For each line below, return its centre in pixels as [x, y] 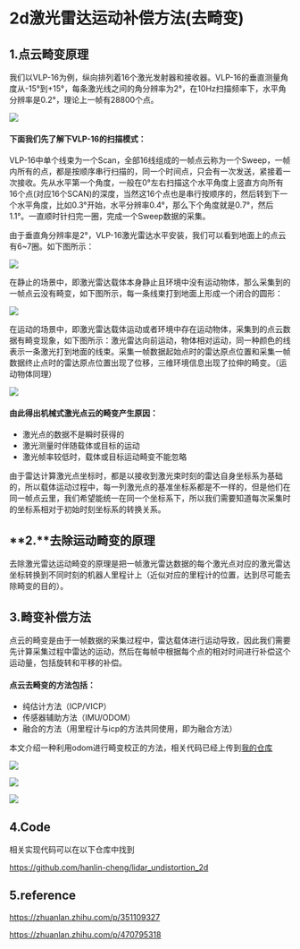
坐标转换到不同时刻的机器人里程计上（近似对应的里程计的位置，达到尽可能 [146, 575]
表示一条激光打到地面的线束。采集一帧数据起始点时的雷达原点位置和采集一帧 [150, 352]
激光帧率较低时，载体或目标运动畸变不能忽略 [104, 457]
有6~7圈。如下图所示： [52, 246]
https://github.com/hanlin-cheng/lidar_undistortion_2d [109, 868]
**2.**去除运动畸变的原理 [83, 540]
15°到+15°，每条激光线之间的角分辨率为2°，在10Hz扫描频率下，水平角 [158, 89]
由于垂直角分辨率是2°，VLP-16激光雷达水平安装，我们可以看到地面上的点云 [148, 235]
